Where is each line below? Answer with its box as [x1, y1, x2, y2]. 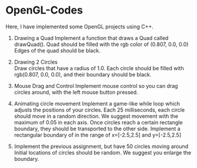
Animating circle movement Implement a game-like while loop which [14, 100, 180, 107]
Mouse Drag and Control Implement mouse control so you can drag [14, 82, 178, 89]
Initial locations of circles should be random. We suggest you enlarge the [14, 149, 192, 156]
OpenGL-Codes [5, 4, 83, 17]
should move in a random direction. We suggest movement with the [14, 113, 178, 120]
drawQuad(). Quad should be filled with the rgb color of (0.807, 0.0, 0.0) [14, 41, 189, 48]
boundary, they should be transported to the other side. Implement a [14, 125, 180, 132]
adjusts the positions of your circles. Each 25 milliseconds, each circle [14, 106, 185, 113]
